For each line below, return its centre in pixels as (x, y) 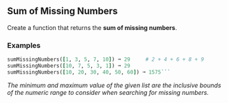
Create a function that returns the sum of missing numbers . (92, 27)
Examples (24, 45)
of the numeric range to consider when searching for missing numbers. (108, 92)
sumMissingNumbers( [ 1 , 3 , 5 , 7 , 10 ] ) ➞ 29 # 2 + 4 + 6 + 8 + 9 (106, 60)
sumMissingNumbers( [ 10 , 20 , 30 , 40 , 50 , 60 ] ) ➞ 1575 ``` (89, 72)
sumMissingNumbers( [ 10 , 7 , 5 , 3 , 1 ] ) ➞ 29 (69, 65)
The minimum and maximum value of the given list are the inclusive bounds (114, 85)
